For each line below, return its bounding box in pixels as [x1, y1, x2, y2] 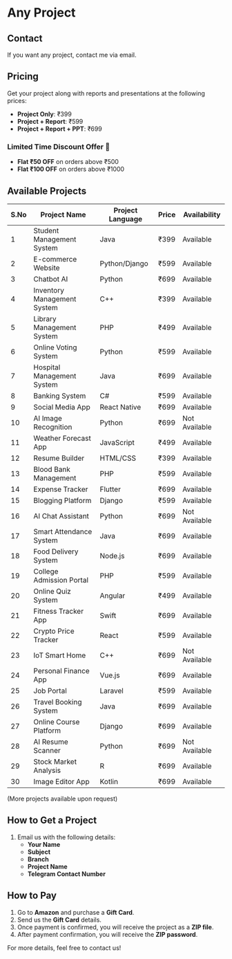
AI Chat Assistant [33, 511, 90, 520]
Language [108, 214, 143, 223]
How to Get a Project [7, 814, 97, 826]
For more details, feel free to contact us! [7, 943, 122, 952]
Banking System [33, 391, 86, 401]
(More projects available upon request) [7, 794, 118, 803]
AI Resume [33, 737, 69, 747]
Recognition [33, 422, 72, 432]
